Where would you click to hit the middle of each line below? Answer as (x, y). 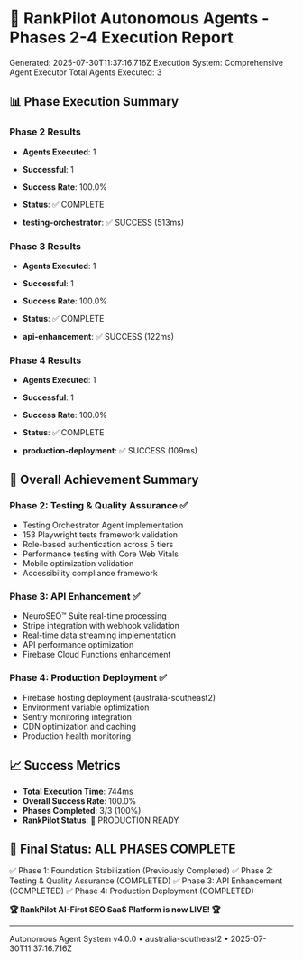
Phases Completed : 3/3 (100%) (82, 811)
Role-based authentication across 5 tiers (98, 544)
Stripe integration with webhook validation (101, 626)
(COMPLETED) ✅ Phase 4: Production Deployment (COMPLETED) (132, 891)
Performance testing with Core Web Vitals (100, 554)
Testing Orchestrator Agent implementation (103, 525)
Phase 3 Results (45, 246)
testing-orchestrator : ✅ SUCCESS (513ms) (103, 222)
